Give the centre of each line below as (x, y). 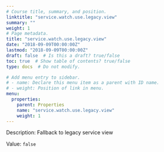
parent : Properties (41, 105)
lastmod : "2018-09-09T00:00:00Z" (47, 50)
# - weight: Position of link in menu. (55, 88)
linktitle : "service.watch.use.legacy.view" (62, 17)
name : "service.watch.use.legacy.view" (66, 110)
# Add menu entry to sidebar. (43, 77)
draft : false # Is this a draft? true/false (63, 56)
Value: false (21, 144)
